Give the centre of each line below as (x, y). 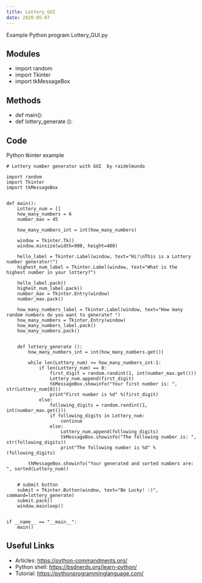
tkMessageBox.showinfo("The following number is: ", (129, 437)
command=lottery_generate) (40, 495)
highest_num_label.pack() (50, 288)
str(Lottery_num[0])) (34, 389)
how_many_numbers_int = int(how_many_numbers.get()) (96, 352)
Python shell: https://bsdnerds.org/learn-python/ (76, 567)
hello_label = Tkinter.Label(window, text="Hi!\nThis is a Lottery (104, 256)
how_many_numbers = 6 (44, 214)
